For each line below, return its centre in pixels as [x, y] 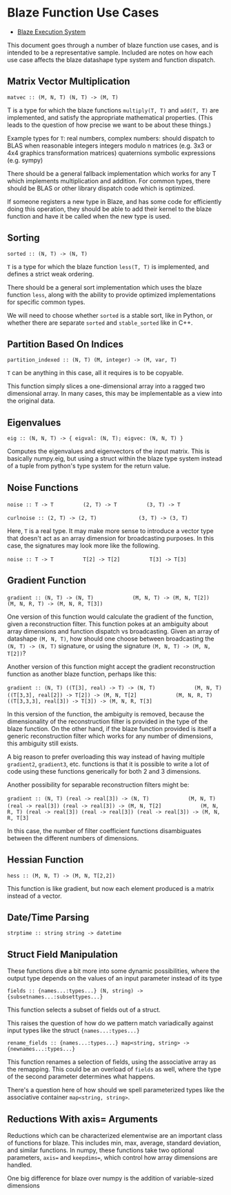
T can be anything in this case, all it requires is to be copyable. [96, 373]
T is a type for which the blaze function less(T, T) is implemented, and [108, 266]
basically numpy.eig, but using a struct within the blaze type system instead [115, 459]
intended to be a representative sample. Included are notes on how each [110, 52]
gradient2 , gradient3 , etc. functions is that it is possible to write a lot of [108, 764]
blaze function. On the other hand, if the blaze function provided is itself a [112, 728]
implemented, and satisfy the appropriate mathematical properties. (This [110, 117]
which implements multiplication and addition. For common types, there [109, 181]
